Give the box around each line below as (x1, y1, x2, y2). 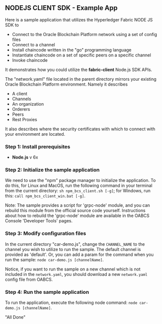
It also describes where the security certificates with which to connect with (5, 126, 155, 132)
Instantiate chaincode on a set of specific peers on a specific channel (12, 52, 151, 58)
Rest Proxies (12, 116, 37, 122)
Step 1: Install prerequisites (5, 143, 70, 150)
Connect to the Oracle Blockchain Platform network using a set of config (12, 31, 158, 37)
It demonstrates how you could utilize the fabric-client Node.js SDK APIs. (5, 67, 152, 72)
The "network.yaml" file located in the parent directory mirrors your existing (5, 76, 157, 82)
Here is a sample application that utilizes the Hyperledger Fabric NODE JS (5, 17, 153, 22)
